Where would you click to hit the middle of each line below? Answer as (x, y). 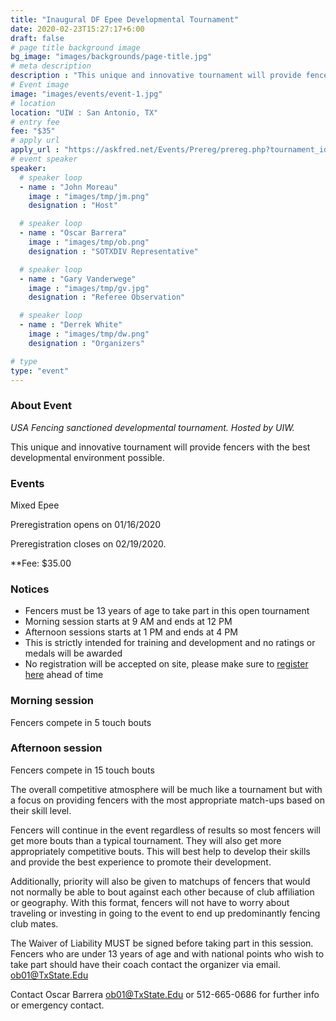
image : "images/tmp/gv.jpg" (89, 288)
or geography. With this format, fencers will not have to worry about (150, 902)
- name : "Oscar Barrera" (73, 233)
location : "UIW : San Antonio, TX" (84, 112)
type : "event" (40, 371)
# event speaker (44, 159)
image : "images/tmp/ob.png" (89, 242)
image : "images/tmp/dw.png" (89, 334)
